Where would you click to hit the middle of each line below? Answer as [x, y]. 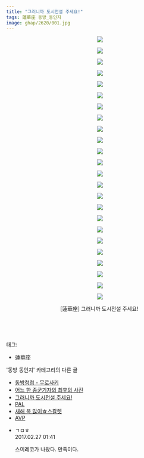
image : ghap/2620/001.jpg [38, 23]
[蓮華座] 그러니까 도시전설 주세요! [99, 309]
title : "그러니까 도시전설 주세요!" [45, 12]
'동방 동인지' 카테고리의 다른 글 [42, 370]
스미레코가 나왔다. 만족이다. [47, 449]
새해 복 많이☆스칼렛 [38, 411]
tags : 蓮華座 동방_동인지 [34, 17]
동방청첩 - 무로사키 [37, 383]
